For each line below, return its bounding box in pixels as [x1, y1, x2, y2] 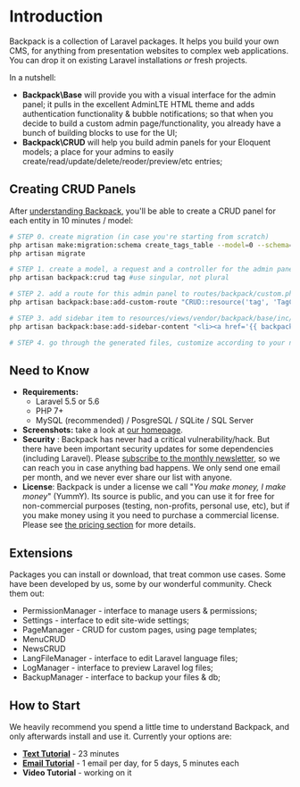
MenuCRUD [21, 634, 66, 645]
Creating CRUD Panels [9, 181, 137, 197]
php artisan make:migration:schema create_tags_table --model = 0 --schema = [9, 240, 294, 249]
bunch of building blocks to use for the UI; [21, 127, 178, 138]
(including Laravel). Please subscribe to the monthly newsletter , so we [21, 453, 281, 464]
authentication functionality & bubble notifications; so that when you [21, 108, 274, 119]
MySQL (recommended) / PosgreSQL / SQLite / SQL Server [35, 415, 254, 426]
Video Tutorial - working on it [21, 766, 132, 778]
